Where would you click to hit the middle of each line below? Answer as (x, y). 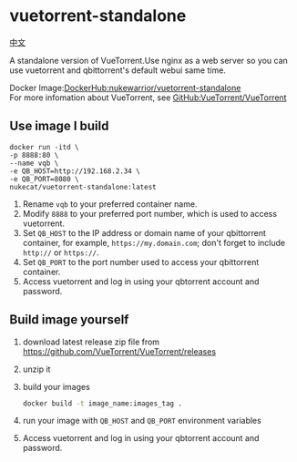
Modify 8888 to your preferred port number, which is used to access (150, 213)
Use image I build (59, 126)
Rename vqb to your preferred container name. (110, 204)
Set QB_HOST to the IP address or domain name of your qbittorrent (144, 232)
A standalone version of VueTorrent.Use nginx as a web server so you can (149, 60)
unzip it (36, 369)
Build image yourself (69, 320)
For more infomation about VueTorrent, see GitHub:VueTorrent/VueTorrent (148, 98)
